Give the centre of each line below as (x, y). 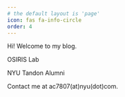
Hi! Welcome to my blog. (42, 46)
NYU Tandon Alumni (36, 73)
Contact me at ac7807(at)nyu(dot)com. (63, 87)
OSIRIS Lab (23, 60)
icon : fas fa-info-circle (44, 20)
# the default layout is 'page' (54, 14)
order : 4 (20, 26)
